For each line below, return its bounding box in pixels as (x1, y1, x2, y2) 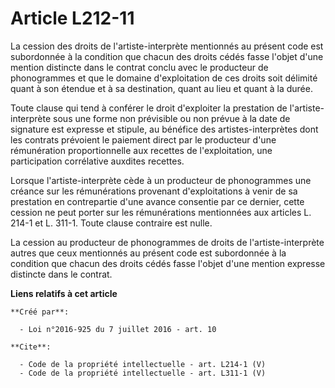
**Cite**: (10, 342, 52, 352)
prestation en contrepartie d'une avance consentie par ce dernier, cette (10, 195, 305, 207)
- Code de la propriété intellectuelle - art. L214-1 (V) (19, 359, 267, 369)
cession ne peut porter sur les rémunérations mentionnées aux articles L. (10, 206, 312, 218)
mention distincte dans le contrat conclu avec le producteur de (10, 61, 269, 73)
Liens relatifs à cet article (10, 287, 118, 299)
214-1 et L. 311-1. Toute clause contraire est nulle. (10, 217, 213, 229)
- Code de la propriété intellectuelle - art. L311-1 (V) (19, 368, 267, 378)
